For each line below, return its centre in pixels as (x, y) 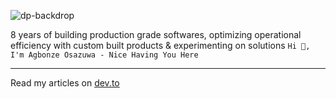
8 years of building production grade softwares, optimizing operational (156, 34)
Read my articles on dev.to (65, 83)
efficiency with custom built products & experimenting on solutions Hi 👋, (160, 45)
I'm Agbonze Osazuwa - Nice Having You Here (104, 55)
